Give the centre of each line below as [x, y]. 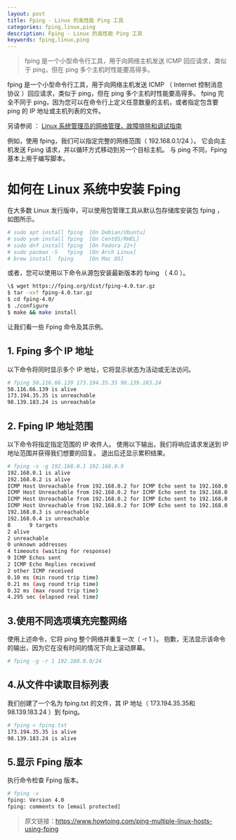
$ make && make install [42, 312]
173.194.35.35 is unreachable [52, 396]
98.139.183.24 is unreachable [52, 402]
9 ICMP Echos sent [34, 558]
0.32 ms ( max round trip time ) [53, 591]
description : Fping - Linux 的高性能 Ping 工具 [75, 33]
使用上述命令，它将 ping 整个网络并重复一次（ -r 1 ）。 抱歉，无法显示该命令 [117, 639]
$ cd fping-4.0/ [31, 300]
